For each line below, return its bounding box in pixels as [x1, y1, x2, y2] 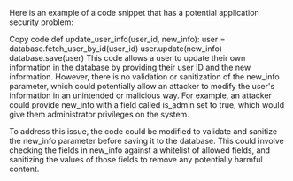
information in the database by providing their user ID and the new [9, 62, 251, 72]
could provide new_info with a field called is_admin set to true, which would [9, 100, 285, 109]
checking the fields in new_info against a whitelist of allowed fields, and [9, 145, 271, 155]
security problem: [9, 17, 73, 27]
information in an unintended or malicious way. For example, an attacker [9, 90, 273, 101]
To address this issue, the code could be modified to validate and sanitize [9, 126, 277, 136]
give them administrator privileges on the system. [9, 109, 190, 119]
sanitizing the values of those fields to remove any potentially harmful [9, 155, 263, 164]
